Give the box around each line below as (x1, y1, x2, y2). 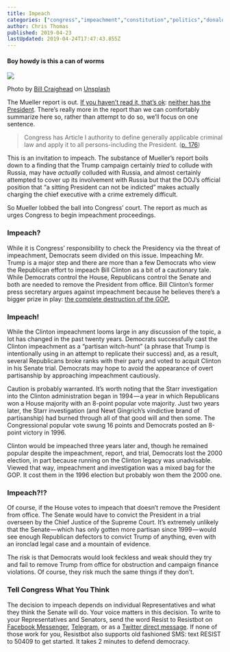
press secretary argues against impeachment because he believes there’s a (7, 288, 220, 296)
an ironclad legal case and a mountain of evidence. (7, 540, 151, 548)
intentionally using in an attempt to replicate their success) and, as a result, (7, 349, 219, 358)
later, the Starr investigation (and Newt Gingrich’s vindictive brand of (7, 406, 200, 415)
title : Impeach (7, 10, 51, 17)
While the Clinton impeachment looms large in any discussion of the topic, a (7, 327, 221, 336)
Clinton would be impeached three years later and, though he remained (7, 441, 208, 450)
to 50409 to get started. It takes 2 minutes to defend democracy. (7, 637, 190, 645)
